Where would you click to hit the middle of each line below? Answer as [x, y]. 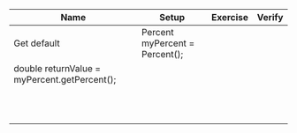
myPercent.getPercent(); [65, 80]
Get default [37, 43]
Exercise [230, 17]
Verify [270, 17]
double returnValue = [57, 68]
